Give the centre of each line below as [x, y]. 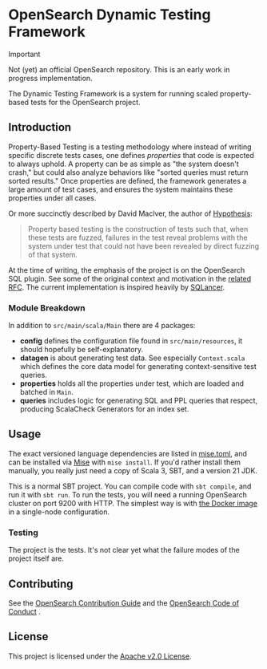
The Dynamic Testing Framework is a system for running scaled [113, 93]
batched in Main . [47, 392]
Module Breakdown [47, 308]
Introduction [40, 127]
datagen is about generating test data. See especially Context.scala [132, 358]
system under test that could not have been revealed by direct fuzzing [143, 245]
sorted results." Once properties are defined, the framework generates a [128, 180]
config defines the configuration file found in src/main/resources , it [131, 341]
